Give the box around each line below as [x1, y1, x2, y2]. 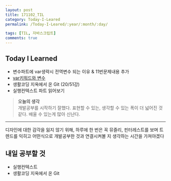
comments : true [5, 36, 38, 41]
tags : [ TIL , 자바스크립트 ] [5, 31, 56, 36]
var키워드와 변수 [12, 75, 46, 81]
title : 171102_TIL [5, 12, 44, 17]
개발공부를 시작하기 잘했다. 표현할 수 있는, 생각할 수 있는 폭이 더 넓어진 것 [17, 105, 163, 111]
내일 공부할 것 [5, 149, 46, 158]
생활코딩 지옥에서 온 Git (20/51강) [12, 81, 80, 87]
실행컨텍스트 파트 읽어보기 [12, 87, 65, 94]
